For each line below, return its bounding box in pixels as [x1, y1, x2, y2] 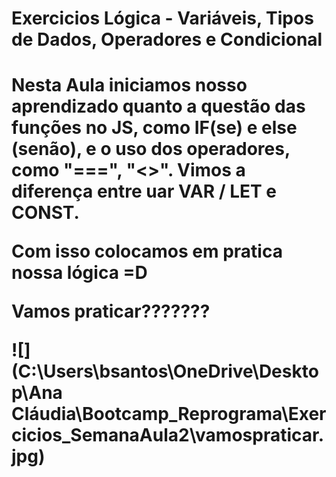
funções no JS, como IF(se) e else [11, 117, 298, 139]
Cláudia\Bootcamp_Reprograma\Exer [11, 403, 327, 426]
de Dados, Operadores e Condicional [11, 28, 323, 51]
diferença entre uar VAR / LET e [11, 180, 277, 203]
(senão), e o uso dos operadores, [11, 138, 291, 161]
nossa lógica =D [11, 262, 148, 284]
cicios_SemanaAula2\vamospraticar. [11, 424, 325, 447]
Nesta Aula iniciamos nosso [11, 74, 248, 97]
